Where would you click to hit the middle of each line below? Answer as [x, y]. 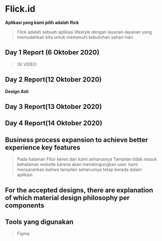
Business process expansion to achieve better [77, 140]
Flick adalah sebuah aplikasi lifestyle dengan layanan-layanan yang [84, 32]
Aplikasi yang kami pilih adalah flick [42, 22]
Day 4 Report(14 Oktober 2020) [54, 123]
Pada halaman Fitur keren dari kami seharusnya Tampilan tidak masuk [87, 159]
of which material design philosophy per [67, 198]
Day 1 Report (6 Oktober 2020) [52, 52]
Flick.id [20, 9]
